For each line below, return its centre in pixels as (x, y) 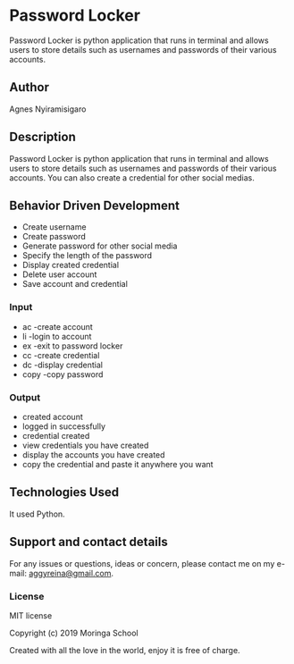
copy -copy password (63, 374)
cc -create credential (61, 355)
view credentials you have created (85, 445)
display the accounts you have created (93, 454)
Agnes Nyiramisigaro (48, 109)
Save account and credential (75, 284)
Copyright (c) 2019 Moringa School (74, 633)
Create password (54, 237)
